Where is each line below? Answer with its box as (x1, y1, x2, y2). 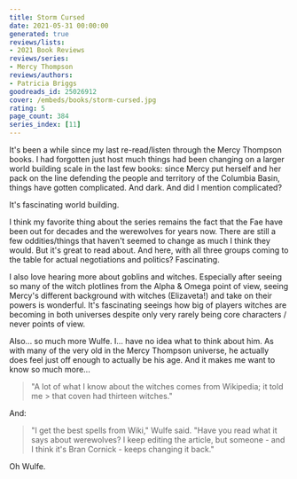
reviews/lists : (9, 37, 66, 47)
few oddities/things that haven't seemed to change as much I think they (9, 236, 270, 246)
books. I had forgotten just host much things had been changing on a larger (9, 154, 285, 164)
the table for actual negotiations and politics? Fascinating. (9, 255, 220, 264)
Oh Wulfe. (9, 461, 46, 471)
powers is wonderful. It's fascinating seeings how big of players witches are (9, 300, 287, 310)
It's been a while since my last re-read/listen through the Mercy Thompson (9, 145, 282, 155)
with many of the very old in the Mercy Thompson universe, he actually (9, 345, 270, 356)
